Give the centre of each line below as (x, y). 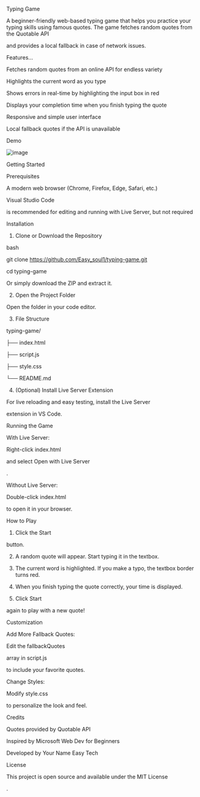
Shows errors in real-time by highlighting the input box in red (83, 93)
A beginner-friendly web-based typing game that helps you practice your (99, 21)
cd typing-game (27, 271)
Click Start (28, 598)
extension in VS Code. (34, 414)
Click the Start (33, 532)
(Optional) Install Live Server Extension (64, 390)
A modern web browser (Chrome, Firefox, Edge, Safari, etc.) (82, 188)
